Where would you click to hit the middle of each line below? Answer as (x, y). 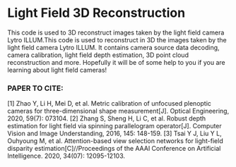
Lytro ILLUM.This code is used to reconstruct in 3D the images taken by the (117, 39)
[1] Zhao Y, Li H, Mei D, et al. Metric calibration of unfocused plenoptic (110, 104)
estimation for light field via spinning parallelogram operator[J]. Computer (115, 126)
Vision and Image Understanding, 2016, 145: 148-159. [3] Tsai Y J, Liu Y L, (114, 134)
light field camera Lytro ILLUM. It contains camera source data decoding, (114, 47)
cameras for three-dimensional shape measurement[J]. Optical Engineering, (118, 111)
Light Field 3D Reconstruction (96, 13)
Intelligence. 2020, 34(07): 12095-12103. (66, 156)
